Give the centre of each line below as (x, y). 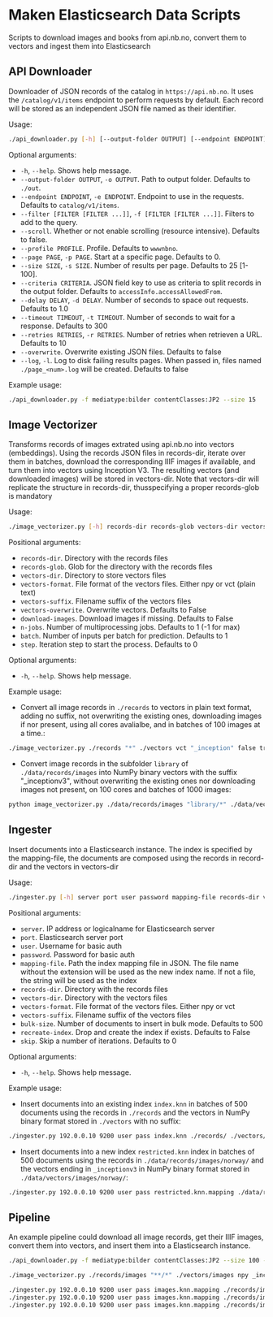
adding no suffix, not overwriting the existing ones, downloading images (141, 716)
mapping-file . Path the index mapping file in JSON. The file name (130, 963)
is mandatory (30, 496)
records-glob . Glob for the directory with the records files (116, 567)
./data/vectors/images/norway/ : (74, 1177)
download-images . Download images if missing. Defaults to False (127, 618)
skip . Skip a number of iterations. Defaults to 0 (98, 1041)
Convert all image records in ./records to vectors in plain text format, (136, 708)
